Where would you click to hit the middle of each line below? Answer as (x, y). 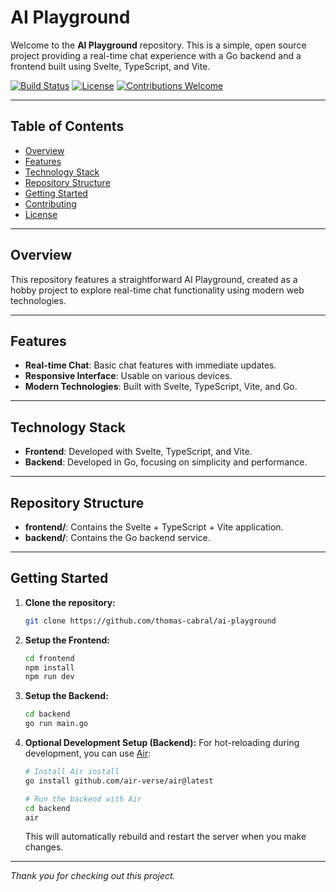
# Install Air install (72, 772)
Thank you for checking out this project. (93, 876)
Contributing (50, 203)
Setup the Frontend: (67, 640)
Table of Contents (67, 126)
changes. (44, 847)
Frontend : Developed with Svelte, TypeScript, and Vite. (138, 452)
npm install (49, 667)
